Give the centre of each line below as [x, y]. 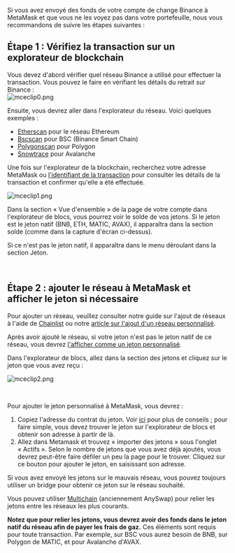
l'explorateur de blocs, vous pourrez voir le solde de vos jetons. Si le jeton [114, 217]
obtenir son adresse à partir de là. [66, 434]
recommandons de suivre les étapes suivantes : [76, 25]
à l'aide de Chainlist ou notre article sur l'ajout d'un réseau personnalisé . [112, 323]
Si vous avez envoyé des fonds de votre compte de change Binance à [108, 10]
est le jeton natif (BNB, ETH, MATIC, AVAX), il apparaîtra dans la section [110, 224]
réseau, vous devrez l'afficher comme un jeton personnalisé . [94, 344]
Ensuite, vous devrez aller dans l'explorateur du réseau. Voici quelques [109, 110]
